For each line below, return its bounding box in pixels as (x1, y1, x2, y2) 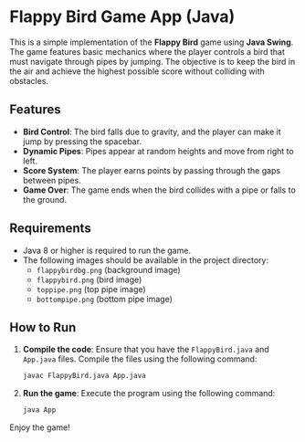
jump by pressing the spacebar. (22, 135, 142, 147)
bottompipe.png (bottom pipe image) (36, 293, 174, 304)
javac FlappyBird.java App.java (22, 372, 146, 381)
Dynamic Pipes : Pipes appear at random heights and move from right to (22, 145, 294, 156)
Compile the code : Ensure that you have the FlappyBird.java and (22, 344, 269, 355)
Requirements (9, 221, 91, 237)
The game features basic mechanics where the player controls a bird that (9, 46, 285, 57)
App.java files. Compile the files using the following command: (22, 353, 258, 364)
